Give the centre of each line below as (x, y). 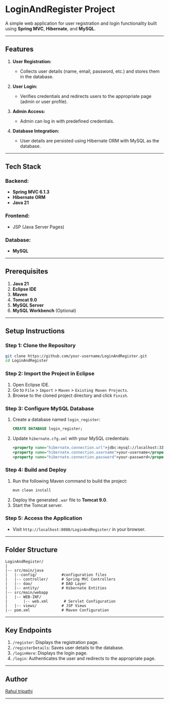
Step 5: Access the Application (44, 518)
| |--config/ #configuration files (56, 575)
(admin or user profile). (44, 102)
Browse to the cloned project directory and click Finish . (70, 395)
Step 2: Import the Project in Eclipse (50, 374)
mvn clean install (32, 490)
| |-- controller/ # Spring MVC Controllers (60, 579)
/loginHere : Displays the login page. (50, 653)
